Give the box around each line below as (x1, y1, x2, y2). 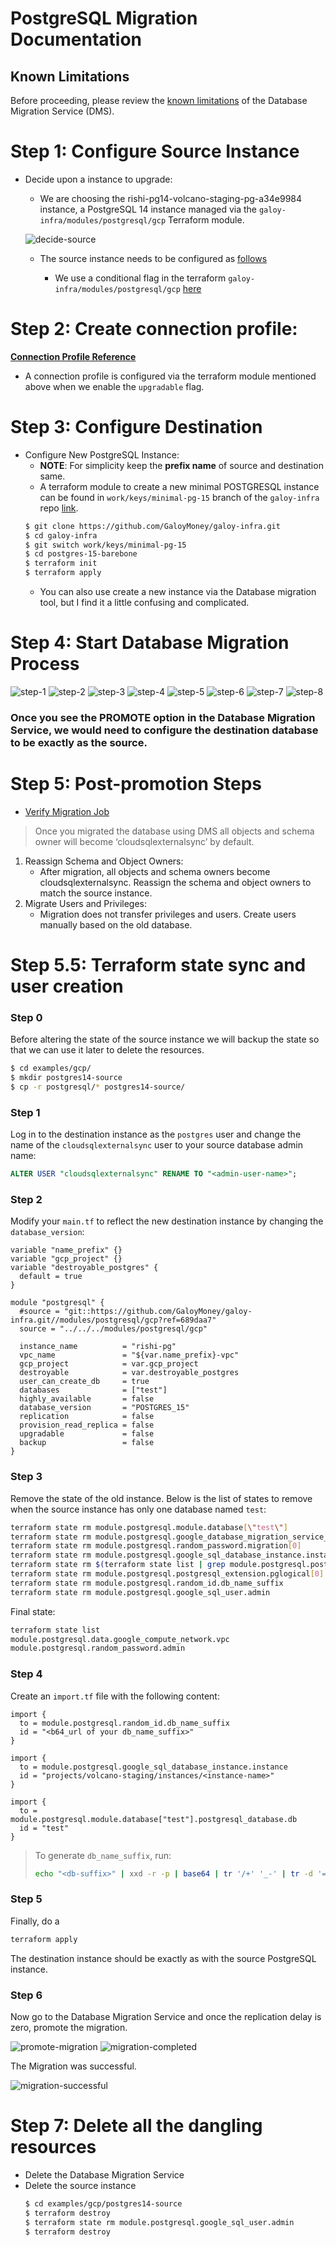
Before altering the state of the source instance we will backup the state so (10, 1033, 320, 1046)
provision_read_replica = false (19, 1420, 155, 1431)
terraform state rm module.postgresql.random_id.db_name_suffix (10, 1578, 284, 1588)
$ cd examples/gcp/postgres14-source (24, 2198, 183, 2209)
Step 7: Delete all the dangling (10, 2115, 263, 2137)
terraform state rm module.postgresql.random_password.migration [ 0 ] (10, 1541, 302, 1551)
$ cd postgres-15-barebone (24, 549, 138, 559)
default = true (19, 1272, 83, 1282)
